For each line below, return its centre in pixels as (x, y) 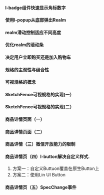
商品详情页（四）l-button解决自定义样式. (47, 156)
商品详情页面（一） (25, 119)
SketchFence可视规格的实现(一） (39, 94)
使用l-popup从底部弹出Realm (36, 20)
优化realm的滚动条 (24, 45)
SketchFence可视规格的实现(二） (39, 107)
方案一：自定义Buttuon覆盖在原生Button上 (56, 168)
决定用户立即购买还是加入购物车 (38, 57)
